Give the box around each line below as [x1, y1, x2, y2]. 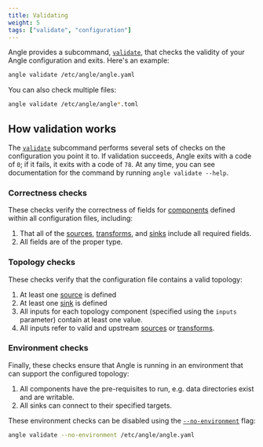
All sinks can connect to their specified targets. [19, 401, 173, 410]
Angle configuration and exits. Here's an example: [8, 56, 170, 65]
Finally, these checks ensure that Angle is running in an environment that [8, 360, 243, 369]
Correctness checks [8, 187, 88, 198]
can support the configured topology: [8, 369, 130, 378]
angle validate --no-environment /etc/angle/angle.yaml [8, 431, 195, 439]
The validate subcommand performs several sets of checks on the [8, 143, 226, 152]
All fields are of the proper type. [19, 237, 123, 247]
